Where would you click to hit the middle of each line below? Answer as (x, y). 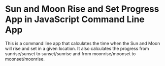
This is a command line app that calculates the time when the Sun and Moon (82, 43)
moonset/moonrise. (25, 59)
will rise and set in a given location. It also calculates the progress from (77, 48)
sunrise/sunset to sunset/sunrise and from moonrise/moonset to (70, 54)
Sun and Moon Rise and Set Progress (82, 9)
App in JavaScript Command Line (75, 19)
